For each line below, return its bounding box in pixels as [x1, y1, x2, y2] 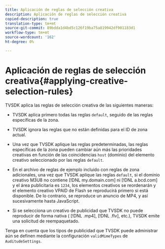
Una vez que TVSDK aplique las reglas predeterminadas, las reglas [12, 141, 148, 147]
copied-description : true [5, 16, 58, 21]
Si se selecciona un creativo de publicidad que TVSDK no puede [12, 208, 143, 213]
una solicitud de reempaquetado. [12, 218, 80, 224]
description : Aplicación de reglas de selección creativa [5, 12, 127, 17]
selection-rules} [5, 86, 73, 97]
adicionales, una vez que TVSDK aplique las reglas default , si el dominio [12, 172, 160, 178]
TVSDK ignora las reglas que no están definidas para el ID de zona [12, 126, 148, 132]
